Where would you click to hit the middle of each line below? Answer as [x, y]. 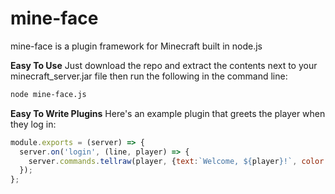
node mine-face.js [48, 94]
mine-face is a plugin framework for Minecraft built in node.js [136, 46]
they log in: [33, 124]
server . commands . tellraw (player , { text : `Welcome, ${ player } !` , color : [178, 161]
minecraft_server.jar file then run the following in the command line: [149, 76]
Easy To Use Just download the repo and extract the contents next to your [164, 65]
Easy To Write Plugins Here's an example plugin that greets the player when [168, 113]
